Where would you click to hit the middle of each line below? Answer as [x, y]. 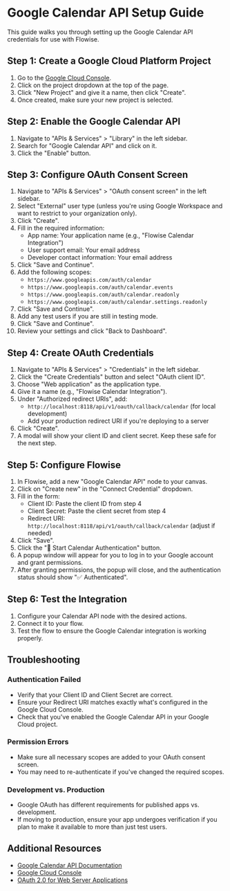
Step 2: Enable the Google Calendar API [94, 121]
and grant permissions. [50, 562]
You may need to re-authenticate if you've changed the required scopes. [121, 772]
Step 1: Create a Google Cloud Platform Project [109, 61]
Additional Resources [54, 848]
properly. [30, 638]
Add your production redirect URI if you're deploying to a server [118, 421]
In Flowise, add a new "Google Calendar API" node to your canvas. [112, 481]
